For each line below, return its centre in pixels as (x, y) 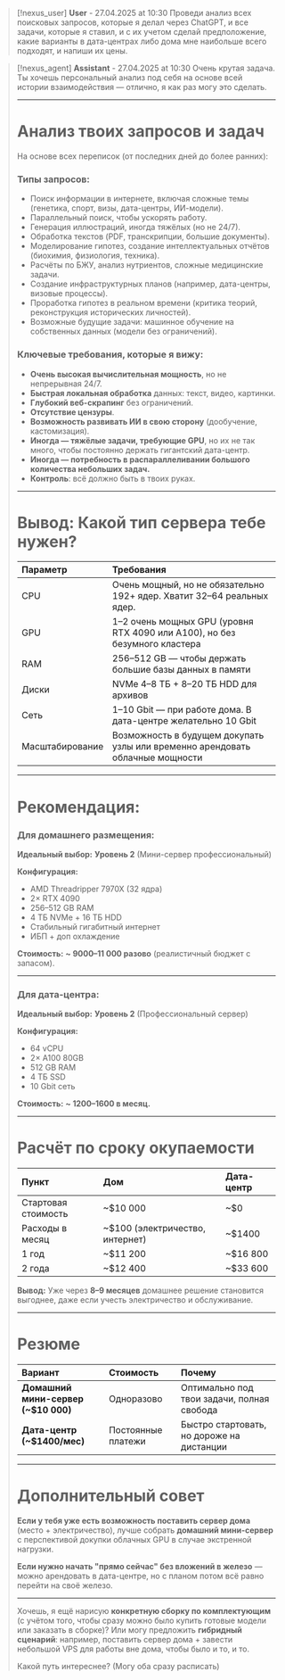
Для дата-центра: (58, 994)
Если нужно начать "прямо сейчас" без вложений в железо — (140, 1567)
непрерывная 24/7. (66, 384)
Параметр (44, 570)
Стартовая (44, 1203)
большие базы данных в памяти (181, 670)
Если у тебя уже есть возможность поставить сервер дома (134, 1521)
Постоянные (136, 1430)
